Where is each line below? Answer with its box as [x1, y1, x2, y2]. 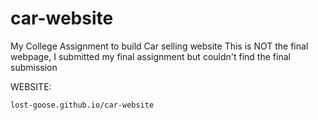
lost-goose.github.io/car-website [10, 100, 155, 110]
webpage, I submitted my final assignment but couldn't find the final [10, 50, 291, 62]
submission [10, 61, 58, 73]
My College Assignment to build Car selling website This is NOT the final [10, 40, 309, 52]
